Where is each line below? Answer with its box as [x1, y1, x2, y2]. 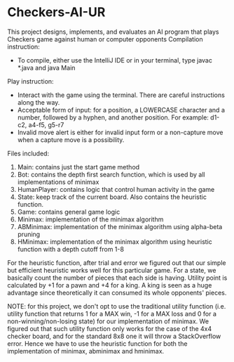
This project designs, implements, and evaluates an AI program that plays [7, 27, 219, 36]
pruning [17, 230, 41, 238]
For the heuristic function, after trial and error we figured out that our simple [7, 258, 226, 267]
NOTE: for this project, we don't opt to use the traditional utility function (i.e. [7, 302, 226, 310]
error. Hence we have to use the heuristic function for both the [7, 339, 188, 348]
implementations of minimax [17, 177, 99, 186]
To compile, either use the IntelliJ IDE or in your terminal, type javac [17, 56, 212, 64]
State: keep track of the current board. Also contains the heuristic [17, 193, 207, 201]
